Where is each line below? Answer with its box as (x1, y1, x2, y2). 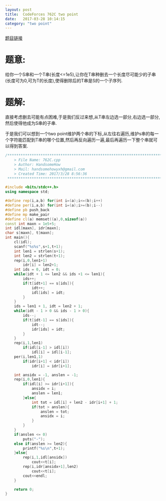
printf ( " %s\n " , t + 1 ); (23, 446, 65, 451)
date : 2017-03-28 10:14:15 (5, 16, 65, 21)
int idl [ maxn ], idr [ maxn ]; (5, 226, 61, 231)
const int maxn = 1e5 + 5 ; (5, 221, 56, 226)
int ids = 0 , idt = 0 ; (14, 267, 61, 272)
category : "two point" (5, 21, 52, 26)
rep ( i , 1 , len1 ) (14, 341, 43, 346)
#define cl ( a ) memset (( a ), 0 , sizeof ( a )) (5, 217, 87, 222)
